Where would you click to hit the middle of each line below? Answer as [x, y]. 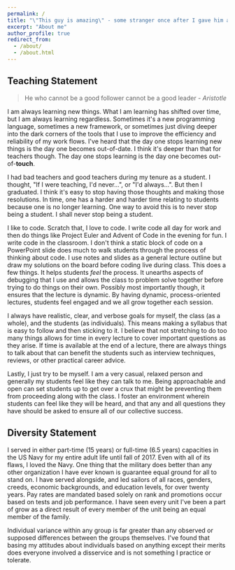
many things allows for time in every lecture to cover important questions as [116, 338]
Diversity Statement [52, 433]
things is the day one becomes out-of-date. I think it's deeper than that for [114, 148]
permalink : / [26, 14]
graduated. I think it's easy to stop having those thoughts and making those [116, 192]
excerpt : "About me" [37, 27]
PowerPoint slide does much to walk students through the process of [107, 250]
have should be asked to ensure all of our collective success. [95, 411]
